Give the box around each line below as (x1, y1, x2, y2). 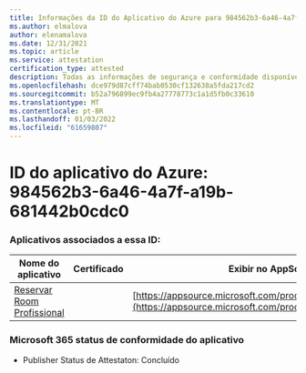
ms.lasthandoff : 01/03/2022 (9, 115, 117, 124)
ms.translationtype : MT (9, 97, 100, 107)
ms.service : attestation (9, 55, 104, 65)
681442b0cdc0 (9, 201, 129, 222)
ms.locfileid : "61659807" (9, 124, 107, 133)
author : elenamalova (9, 30, 88, 39)
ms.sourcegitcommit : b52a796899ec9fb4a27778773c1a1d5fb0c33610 (9, 89, 255, 98)
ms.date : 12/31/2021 (9, 38, 88, 48)
